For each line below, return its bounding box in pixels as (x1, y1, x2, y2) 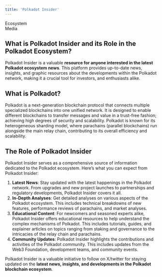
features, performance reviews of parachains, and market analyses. (12, 205, 147, 211)
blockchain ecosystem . (5, 266, 53, 272)
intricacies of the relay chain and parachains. (12, 231, 102, 237)
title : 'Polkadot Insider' (5, 7, 59, 12)
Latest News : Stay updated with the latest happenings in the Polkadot (12, 180, 151, 185)
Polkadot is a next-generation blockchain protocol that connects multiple (5, 102, 150, 108)
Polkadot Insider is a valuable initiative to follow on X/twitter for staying (5, 256, 147, 262)
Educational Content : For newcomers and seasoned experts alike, (12, 211, 145, 216)
